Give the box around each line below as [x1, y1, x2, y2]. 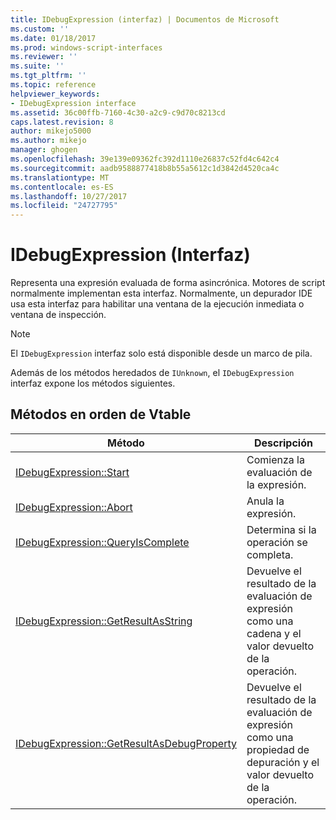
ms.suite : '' [10, 61, 65, 71]
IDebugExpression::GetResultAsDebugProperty [15, 736, 237, 750]
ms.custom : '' [10, 24, 70, 34]
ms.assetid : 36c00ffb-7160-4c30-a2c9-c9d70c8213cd [10, 107, 226, 118]
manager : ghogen [10, 145, 78, 155]
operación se [246, 535, 308, 549]
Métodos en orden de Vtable [10, 406, 192, 423]
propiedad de [246, 742, 310, 756]
